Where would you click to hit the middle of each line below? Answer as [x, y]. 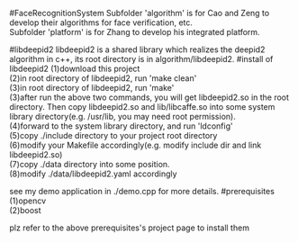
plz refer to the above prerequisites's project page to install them [130, 228]
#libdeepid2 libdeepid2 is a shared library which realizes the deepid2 [137, 49]
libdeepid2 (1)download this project [75, 68]
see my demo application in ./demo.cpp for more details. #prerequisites [142, 191]
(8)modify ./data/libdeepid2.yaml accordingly [93, 174]
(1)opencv [28, 201]
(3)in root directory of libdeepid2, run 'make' [92, 88]
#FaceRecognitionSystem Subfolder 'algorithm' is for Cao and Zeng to [140, 13]
